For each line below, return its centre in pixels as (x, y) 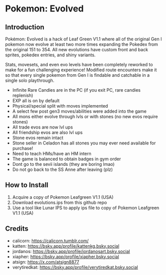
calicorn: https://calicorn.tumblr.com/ (50, 241)
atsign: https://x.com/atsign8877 (46, 262)
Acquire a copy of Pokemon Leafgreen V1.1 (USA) (63, 197)
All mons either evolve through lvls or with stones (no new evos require (85, 117)
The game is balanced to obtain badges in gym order (67, 159)
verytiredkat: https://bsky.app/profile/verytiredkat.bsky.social (75, 267)
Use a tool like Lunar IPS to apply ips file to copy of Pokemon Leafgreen (86, 208)
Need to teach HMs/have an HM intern (52, 153)
